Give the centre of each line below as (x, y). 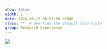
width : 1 (14, 14)
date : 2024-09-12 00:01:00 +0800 (39, 19)
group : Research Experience (34, 28)
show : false (17, 10)
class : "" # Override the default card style (53, 23)
